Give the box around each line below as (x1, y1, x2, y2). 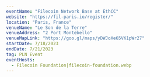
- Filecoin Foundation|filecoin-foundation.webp (11, 62, 132, 68)
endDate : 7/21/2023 (6, 46, 54, 52)
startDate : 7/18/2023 (6, 41, 59, 47)
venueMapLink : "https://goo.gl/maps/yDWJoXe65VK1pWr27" (6, 35, 145, 41)
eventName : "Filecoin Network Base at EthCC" (6, 8, 118, 14)
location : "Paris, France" (6, 19, 72, 25)
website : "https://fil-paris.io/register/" (6, 14, 114, 20)
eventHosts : (6, 57, 35, 63)
